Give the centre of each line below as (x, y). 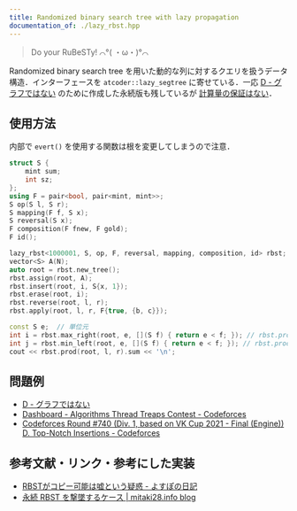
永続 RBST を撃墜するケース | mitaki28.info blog (109, 498)
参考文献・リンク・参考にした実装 (102, 463)
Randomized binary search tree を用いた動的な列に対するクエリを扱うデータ (148, 71)
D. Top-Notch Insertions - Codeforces (91, 433)
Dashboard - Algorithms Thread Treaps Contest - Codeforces (134, 414)
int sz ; (39, 180)
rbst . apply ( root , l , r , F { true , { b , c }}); (88, 311)
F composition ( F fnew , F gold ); (69, 229)
